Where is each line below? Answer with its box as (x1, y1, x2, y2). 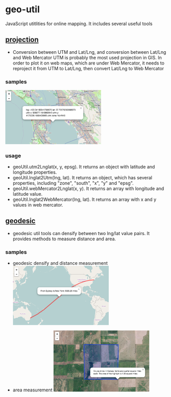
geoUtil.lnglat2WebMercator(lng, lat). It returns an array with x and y (12, 196, 157, 203)
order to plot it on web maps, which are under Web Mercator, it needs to (12, 60, 165, 66)
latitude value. (12, 191, 43, 197)
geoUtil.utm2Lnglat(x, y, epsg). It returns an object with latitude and (12, 164, 155, 170)
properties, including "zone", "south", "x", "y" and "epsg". (12, 180, 134, 186)
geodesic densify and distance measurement (12, 260, 108, 266)
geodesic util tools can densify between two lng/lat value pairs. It (12, 230, 150, 236)
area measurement (12, 387, 53, 393)
